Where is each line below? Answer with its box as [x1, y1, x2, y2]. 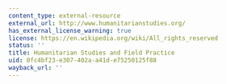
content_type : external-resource [8, 11, 121, 20]
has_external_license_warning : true [8, 26, 132, 34]
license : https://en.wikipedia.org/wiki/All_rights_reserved [8, 34, 219, 42]
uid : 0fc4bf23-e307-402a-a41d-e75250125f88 [8, 57, 157, 65]
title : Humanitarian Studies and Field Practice [8, 49, 175, 57]
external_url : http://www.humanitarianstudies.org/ [8, 19, 186, 27]
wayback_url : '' [8, 64, 63, 72]
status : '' [8, 42, 45, 50]
